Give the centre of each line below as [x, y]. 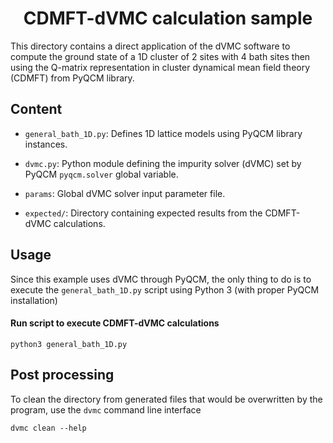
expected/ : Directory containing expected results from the [143, 213]
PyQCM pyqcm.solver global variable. [101, 174]
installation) [34, 300]
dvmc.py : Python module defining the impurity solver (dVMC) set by [163, 163]
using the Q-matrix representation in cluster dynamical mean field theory [160, 67]
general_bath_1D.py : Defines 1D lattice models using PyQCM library [163, 133]
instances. [46, 144]
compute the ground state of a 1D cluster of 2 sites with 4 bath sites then [160, 56]
